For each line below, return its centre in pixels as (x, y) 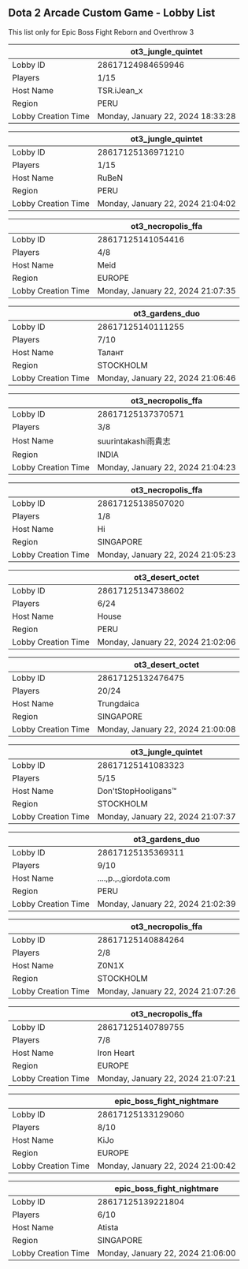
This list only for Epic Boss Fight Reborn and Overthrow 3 (101, 32)
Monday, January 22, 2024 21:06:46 (167, 378)
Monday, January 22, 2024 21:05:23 (167, 554)
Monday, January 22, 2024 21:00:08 (167, 729)
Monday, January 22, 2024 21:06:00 (167, 1252)
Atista (108, 1227)
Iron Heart (116, 1053)
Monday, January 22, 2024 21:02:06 (167, 642)
